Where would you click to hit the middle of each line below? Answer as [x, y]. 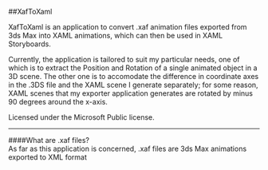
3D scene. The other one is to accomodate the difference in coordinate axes [134, 76]
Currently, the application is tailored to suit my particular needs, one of [124, 59]
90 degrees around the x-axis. [58, 102]
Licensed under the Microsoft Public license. [82, 117]
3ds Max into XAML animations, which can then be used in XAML [116, 36]
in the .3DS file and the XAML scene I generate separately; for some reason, [133, 85]
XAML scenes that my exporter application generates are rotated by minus [131, 93]
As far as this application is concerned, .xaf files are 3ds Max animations [128, 148]
